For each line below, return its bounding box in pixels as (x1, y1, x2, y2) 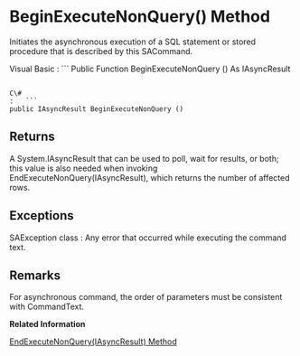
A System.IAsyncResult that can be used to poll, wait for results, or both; (9, 153, 279, 164)
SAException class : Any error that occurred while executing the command (9, 232, 287, 243)
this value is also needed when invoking (9, 163, 158, 173)
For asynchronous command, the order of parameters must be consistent (9, 292, 283, 303)
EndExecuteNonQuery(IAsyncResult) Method (9, 336, 178, 347)
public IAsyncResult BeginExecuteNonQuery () (9, 104, 183, 114)
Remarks (9, 267, 61, 283)
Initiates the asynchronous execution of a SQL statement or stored (9, 36, 256, 47)
